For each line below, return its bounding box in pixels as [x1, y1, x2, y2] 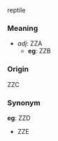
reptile [7, 6, 26, 14]
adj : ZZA [17, 39, 43, 48]
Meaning [7, 23, 38, 33]
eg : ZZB [27, 47, 51, 55]
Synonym [7, 98, 41, 107]
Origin [7, 65, 29, 74]
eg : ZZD [7, 114, 31, 122]
